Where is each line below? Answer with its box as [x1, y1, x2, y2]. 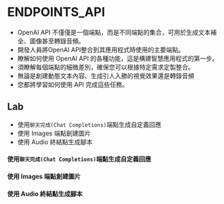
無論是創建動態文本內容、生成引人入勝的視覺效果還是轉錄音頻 [17, 71, 195, 80]
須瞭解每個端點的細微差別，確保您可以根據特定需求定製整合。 [17, 63, 195, 71]
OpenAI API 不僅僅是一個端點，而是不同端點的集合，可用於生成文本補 [17, 28, 217, 36]
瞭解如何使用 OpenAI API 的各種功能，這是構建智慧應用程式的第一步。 [17, 54, 219, 63]
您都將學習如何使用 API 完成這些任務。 [17, 80, 129, 88]
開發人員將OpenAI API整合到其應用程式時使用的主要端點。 [17, 45, 185, 54]
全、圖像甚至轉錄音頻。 [17, 36, 85, 45]
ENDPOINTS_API [7, 4, 106, 20]
